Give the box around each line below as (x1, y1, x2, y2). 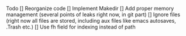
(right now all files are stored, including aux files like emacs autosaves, (6, 17, 177, 24)
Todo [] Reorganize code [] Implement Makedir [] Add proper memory (6, 5, 174, 12)
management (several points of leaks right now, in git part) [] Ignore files (6, 11, 180, 18)
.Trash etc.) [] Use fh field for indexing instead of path (6, 23, 136, 30)
